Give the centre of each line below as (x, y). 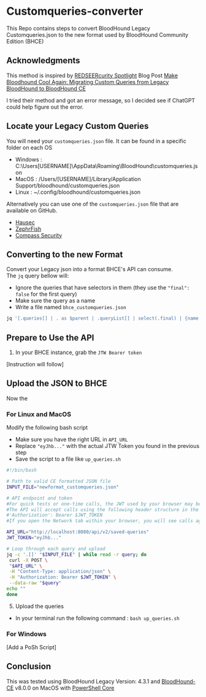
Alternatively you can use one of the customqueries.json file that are (93, 204)
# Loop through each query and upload (56, 549)
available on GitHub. (32, 210)
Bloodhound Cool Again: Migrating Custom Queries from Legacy (88, 82)
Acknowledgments (44, 60)
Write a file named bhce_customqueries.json (71, 307)
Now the (17, 398)
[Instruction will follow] (35, 364)
